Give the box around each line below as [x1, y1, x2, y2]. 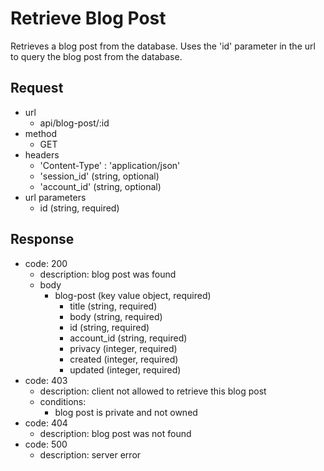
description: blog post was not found [39, 427, 192, 439]
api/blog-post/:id [39, 117, 110, 129]
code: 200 [24, 257, 68, 269]
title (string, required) [69, 300, 158, 312]
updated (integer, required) [69, 363, 182, 376]
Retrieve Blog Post [10, 7, 167, 30]
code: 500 [24, 438, 68, 450]
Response [10, 231, 75, 248]
